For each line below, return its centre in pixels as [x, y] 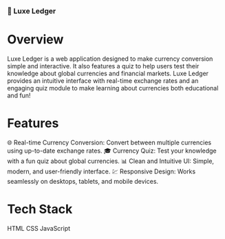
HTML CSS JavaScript [39, 228]
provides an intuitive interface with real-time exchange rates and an [103, 80]
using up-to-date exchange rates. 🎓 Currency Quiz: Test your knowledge [112, 151]
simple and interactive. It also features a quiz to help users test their [103, 66]
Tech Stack [40, 209]
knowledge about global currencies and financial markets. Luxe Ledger [108, 73]
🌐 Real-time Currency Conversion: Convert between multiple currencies [109, 142]
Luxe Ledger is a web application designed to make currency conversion [110, 59]
